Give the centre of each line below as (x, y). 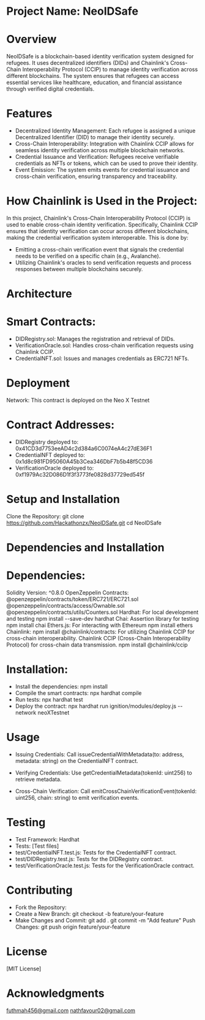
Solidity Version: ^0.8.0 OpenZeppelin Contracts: (68, 592)
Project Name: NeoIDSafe (73, 11)
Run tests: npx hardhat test (49, 700)
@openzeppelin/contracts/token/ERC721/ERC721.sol (73, 599)
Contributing (39, 890)
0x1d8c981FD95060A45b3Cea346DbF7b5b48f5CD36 (84, 462)
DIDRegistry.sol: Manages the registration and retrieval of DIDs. (95, 339)
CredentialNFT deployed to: (50, 455)
